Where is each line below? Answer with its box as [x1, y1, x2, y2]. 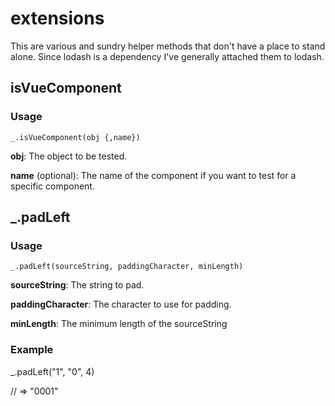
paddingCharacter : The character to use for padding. [10, 298, 232, 311]
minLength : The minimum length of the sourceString [10, 318, 228, 330]
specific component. [10, 180, 95, 192]
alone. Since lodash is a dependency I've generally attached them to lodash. [10, 50, 325, 62]
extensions [10, 7, 105, 30]
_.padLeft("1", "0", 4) [10, 365, 95, 377]
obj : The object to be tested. [10, 150, 128, 162]
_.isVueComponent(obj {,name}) [10, 132, 141, 142]
